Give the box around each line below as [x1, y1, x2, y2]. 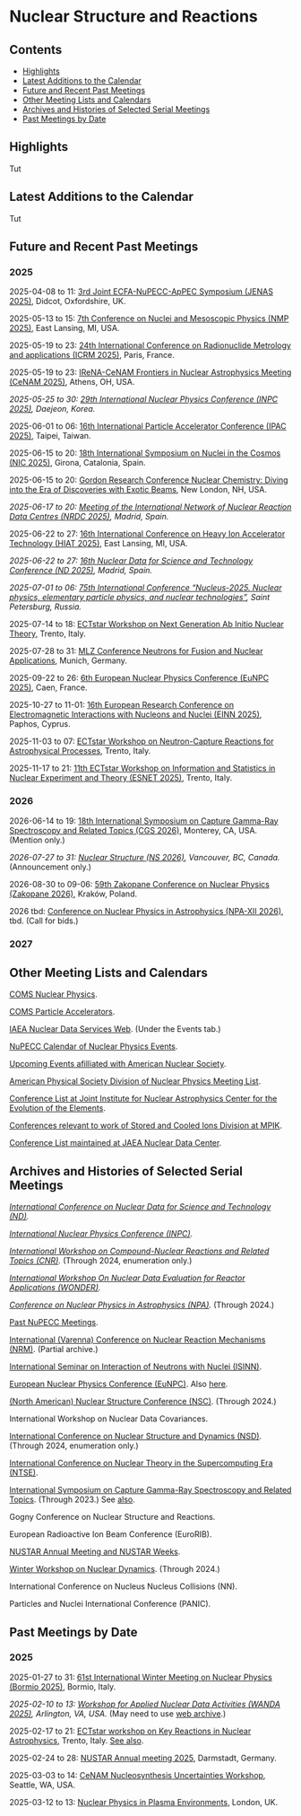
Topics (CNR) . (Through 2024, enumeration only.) [9, 1255, 193, 1266]
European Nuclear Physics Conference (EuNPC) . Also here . [9, 1379, 228, 1390]
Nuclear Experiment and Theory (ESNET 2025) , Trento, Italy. [9, 773, 233, 783]
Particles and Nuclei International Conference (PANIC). [9, 1599, 211, 1610]
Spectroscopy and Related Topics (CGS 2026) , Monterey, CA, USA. [9, 825, 258, 835]
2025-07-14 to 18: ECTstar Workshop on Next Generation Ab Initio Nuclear [9, 619, 285, 630]
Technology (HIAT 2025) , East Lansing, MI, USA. [9, 538, 188, 549]
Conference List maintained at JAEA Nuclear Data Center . [9, 1138, 222, 1148]
